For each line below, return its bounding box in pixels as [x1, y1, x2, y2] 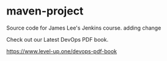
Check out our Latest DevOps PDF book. [6, 36, 109, 43]
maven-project [6, 4, 84, 18]
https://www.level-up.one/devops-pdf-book [6, 47, 117, 55]
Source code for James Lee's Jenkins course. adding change [6, 24, 161, 31]
